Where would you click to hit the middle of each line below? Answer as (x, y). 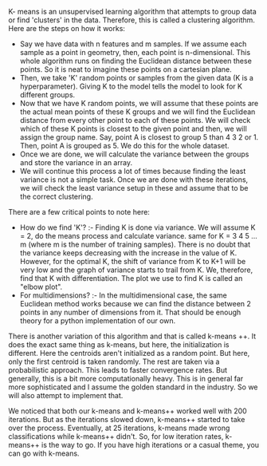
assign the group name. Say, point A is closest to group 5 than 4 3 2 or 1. (139, 137)
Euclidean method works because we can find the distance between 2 (135, 304)
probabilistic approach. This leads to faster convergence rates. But (118, 370)
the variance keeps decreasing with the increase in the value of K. (128, 253)
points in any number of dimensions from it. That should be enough (130, 312)
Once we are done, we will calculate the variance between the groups (134, 154)
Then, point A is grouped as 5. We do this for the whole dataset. (124, 146)
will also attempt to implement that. (66, 395)
